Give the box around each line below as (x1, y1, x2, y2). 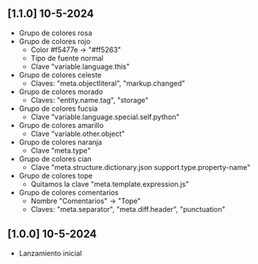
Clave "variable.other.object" (30, 129, 126, 138)
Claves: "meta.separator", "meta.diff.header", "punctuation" (30, 204, 226, 213)
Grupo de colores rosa (18, 28, 93, 37)
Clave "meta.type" (30, 145, 91, 155)
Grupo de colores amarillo (18, 120, 104, 130)
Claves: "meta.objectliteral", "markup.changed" (30, 78, 185, 88)
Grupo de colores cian (18, 154, 92, 164)
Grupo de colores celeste (18, 70, 102, 79)
